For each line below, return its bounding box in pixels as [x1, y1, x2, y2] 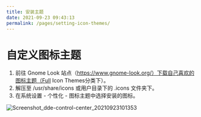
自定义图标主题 [6, 48, 82, 62]
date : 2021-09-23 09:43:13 [6, 15, 75, 21]
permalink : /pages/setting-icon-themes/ [6, 20, 111, 26]
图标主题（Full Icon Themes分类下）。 [15, 77, 110, 84]
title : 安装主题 [6, 8, 44, 15]
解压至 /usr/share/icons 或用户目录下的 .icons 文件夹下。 [15, 84, 158, 92]
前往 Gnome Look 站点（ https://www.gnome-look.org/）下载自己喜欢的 [15, 69, 195, 76]
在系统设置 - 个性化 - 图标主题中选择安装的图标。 [15, 92, 139, 99]
